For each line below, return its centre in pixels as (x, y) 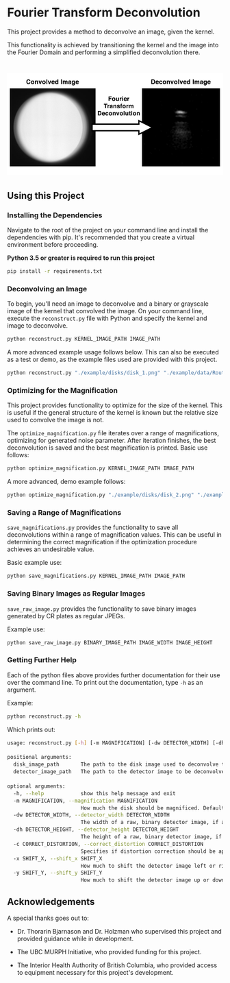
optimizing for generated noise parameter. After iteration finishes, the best (112, 441)
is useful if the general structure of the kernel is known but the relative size (113, 413)
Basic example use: (35, 563)
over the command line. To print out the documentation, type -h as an (105, 682)
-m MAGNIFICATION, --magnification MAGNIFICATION (85, 801)
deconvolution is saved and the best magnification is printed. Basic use (107, 448)
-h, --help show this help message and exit (94, 793)
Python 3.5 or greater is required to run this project (81, 258)
